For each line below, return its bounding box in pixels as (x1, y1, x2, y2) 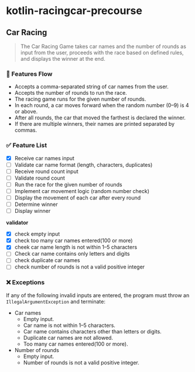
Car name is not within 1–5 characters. (23, 322, 116, 329)
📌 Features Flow (6, 70, 53, 78)
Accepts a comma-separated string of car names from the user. (14, 83, 169, 90)
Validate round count (14, 174, 66, 181)
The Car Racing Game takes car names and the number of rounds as (20, 43, 186, 50)
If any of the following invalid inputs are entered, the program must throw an (6, 291, 190, 299)
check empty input (14, 230, 60, 237)
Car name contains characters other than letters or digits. (23, 328, 162, 335)
